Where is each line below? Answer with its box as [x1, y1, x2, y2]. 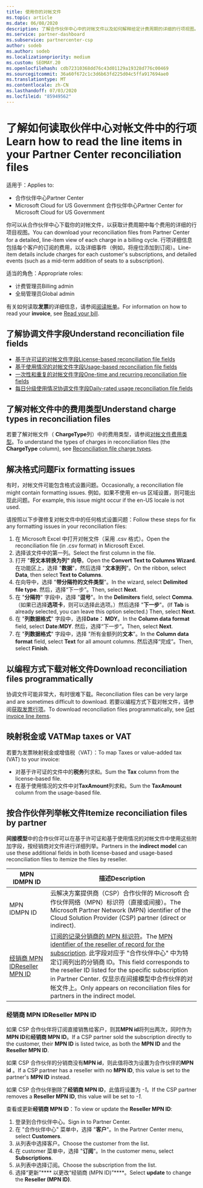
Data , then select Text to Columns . [14, 571, 103, 579]
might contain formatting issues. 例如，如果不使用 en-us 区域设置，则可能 [6, 489, 190, 496]
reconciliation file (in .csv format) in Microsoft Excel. [14, 542, 145, 549]
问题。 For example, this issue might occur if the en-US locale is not [16, 496, 184, 504]
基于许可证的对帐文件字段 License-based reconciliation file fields [14, 355, 175, 362]
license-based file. [14, 775, 62, 782]
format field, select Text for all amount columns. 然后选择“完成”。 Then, [14, 638, 193, 646]
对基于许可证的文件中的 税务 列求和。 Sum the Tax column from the [14, 768, 179, 775]
